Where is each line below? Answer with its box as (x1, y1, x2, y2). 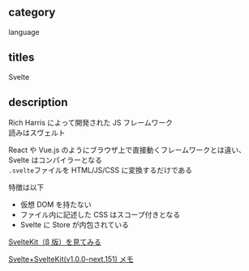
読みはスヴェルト (8, 128, 66, 138)
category (8, 6, 56, 19)
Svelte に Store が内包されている (19, 220, 130, 230)
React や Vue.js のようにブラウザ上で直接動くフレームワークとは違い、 (8, 145, 246, 155)
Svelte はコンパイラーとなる (8, 155, 103, 165)
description (8, 95, 68, 109)
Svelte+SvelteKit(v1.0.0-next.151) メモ (8, 254, 134, 265)
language (8, 27, 40, 36)
